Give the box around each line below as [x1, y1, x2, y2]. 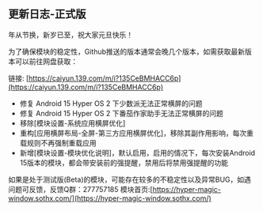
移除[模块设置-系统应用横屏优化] [19, 118, 126, 128]
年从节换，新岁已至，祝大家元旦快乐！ [8, 30, 133, 40]
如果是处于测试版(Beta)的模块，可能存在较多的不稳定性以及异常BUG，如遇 [8, 175, 252, 184]
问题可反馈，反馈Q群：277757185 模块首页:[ [8, 184, 153, 194]
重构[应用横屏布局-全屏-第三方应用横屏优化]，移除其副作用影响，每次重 [19, 128, 253, 138]
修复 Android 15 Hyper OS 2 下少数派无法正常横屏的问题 [19, 98, 203, 108]
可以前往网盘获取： [14, 56, 78, 66]
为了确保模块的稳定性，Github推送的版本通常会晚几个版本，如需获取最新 [8, 47, 246, 56]
